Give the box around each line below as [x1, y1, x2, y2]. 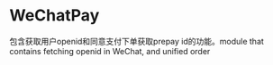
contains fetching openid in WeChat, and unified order [9, 45, 211, 56]
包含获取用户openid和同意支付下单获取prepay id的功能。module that [9, 36, 264, 46]
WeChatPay [9, 5, 100, 26]
